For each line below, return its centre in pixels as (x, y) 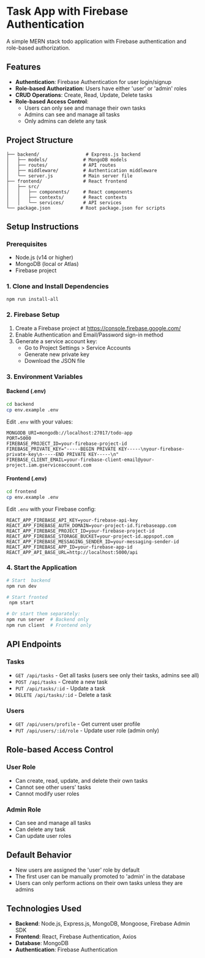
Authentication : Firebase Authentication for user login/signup (93, 82)
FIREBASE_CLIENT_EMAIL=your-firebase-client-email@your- (80, 460)
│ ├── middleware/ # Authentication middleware (82, 170)
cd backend (20, 404)
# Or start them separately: (43, 614)
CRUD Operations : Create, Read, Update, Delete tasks (84, 95)
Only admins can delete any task (65, 121)
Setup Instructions (43, 226)
